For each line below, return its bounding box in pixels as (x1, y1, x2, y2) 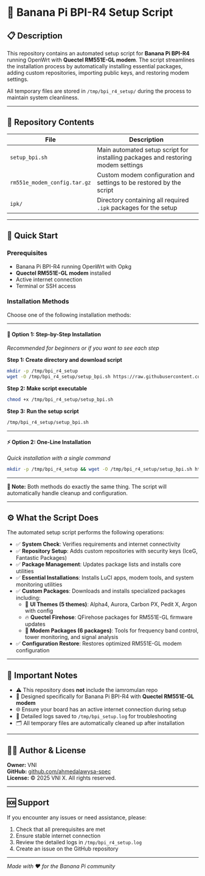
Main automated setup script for (97, 146, 189, 154)
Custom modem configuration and (97, 171, 195, 179)
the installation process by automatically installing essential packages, (7, 63, 183, 69)
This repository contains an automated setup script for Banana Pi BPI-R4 (7, 50, 190, 57)
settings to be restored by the (97, 178, 181, 186)
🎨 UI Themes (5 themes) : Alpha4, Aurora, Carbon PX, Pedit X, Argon (24, 601, 197, 608)
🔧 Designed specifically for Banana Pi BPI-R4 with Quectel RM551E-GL (15, 693, 194, 700)
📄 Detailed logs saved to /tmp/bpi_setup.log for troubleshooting (15, 713, 177, 720)
